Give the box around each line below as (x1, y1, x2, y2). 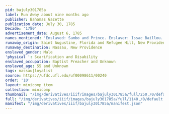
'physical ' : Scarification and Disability (5, 54, 98, 60)
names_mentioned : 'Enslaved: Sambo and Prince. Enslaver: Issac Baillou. (5, 36, 163, 41)
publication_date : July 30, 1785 (5, 21, 75, 27)
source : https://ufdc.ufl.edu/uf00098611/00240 (5, 73, 107, 78)
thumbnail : (5, 92, 28, 97)
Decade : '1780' (5, 26, 37, 31)
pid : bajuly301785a (5, 7, 46, 13)
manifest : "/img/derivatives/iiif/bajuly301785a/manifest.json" (5, 101, 143, 106)
